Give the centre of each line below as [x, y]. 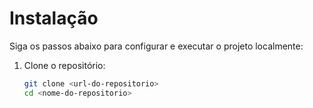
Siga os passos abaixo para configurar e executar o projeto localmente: [156, 46]
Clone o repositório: [64, 65]
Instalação [54, 18]
